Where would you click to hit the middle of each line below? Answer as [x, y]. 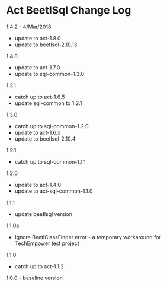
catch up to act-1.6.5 [40, 97]
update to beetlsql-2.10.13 [46, 45]
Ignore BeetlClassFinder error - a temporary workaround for [88, 237]
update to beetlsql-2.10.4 [45, 139]
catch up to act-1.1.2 [39, 266]
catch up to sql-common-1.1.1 [50, 161]
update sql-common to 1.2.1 [48, 103]
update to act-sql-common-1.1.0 [54, 191]
